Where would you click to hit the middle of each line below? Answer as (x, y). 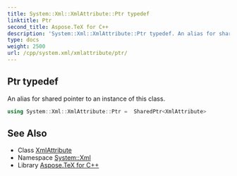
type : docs (23, 40)
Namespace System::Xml (54, 158)
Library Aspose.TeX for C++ (58, 165)
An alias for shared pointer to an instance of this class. (86, 99)
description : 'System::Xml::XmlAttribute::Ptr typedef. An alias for (112, 33)
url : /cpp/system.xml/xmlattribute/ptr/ (68, 54)
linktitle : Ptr (30, 20)
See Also (27, 133)
